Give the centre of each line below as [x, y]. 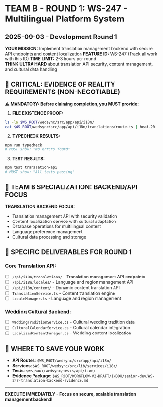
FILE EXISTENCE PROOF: [37, 113]
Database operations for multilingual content [57, 226]
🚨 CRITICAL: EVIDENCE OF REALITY [60, 84]
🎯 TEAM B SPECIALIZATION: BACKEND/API [71, 187]
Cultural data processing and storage [49, 237]
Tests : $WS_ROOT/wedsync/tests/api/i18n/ [54, 371]
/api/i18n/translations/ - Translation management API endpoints [79, 277]
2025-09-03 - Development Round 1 [61, 37]
